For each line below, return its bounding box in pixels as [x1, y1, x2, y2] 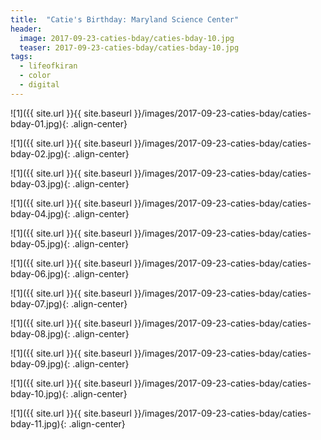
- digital [19, 80, 60, 90]
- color [19, 71, 52, 81]
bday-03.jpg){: [10, 177, 71, 190]
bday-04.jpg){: [10, 207, 71, 220]
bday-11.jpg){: [10, 417, 67, 430]
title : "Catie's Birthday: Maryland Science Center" [10, 14, 240, 25]
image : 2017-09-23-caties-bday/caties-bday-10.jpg [19, 33, 235, 43]
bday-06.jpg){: [10, 267, 71, 280]
